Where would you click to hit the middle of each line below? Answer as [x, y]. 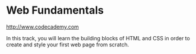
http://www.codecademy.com [42, 27]
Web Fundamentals [55, 10]
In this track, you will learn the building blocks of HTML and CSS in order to [98, 38]
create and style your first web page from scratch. [68, 45]
